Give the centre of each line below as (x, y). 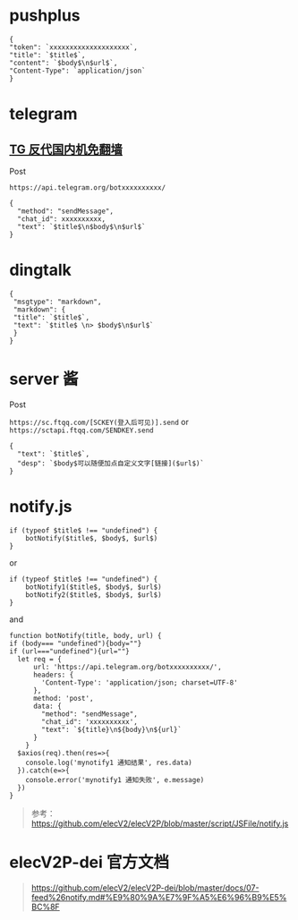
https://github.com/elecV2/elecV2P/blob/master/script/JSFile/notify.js (160, 823)
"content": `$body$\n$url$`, (64, 63)
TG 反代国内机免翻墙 (66, 149)
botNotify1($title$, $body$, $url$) (94, 587)
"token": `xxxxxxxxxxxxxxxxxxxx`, (74, 47)
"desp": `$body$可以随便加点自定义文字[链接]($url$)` (111, 463)
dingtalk (40, 270)
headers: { (53, 675)
